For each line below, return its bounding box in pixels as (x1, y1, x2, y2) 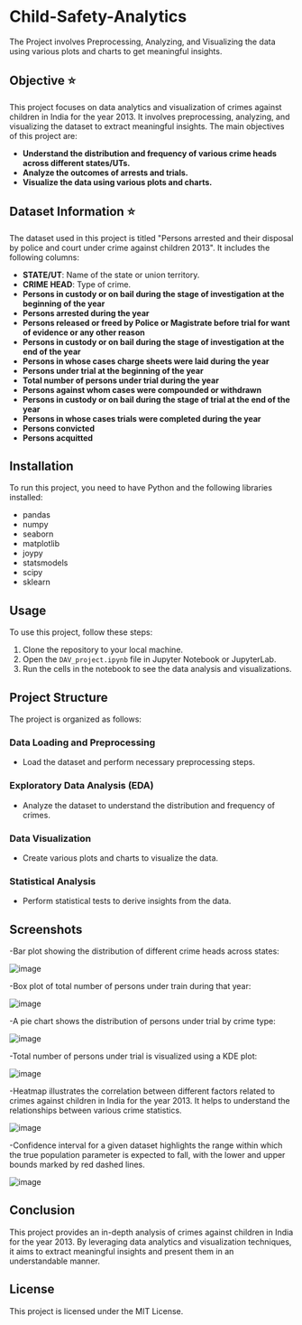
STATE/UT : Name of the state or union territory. (22, 269, 200, 280)
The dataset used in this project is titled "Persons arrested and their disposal (9, 232, 294, 243)
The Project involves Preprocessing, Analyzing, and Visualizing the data (9, 36, 277, 47)
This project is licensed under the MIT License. (9, 1305, 184, 1316)
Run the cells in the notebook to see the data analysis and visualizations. (22, 664, 292, 675)
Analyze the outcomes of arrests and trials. (22, 167, 189, 178)
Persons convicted (22, 423, 95, 434)
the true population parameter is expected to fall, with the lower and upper (9, 1150, 286, 1160)
